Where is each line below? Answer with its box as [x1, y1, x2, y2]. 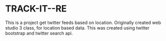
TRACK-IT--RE [5, 3, 67, 14]
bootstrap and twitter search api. [5, 30, 73, 36]
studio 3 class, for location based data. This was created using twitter [5, 24, 150, 30]
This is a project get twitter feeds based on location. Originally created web [5, 19, 161, 25]
